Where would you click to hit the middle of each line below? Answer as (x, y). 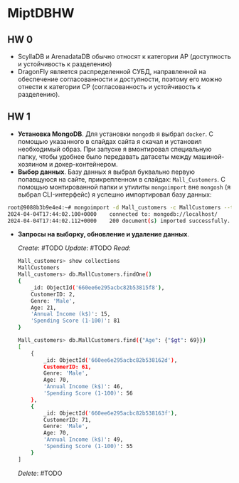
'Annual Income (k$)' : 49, (84, 440)
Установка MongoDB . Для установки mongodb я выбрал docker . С (115, 134)
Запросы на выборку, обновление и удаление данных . (103, 234)
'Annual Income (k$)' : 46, (84, 387)
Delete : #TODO (40, 473)
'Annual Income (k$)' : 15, (71, 314)
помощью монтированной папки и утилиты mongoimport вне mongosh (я (124, 187)
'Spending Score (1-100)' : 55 (88, 447)
